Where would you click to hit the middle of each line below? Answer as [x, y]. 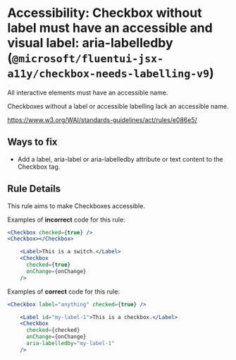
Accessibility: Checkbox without [105, 13]
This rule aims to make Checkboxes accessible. [76, 205]
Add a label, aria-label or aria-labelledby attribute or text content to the [120, 159]
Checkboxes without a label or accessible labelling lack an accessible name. [118, 106]
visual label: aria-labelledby [91, 43]
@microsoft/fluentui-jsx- [88, 59]
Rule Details [34, 189]
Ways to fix [32, 142]
